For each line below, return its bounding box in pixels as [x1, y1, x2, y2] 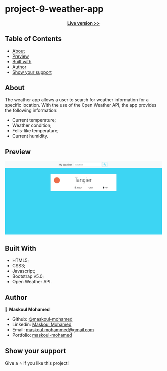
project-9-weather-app [5, 3, 104, 15]
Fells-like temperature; [12, 128, 59, 134]
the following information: [5, 107, 58, 113]
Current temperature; [12, 117, 56, 123]
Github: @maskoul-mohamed [12, 316, 73, 322]
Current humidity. [12, 133, 49, 139]
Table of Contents [5, 35, 62, 43]
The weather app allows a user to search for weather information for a [5, 97, 149, 103]
